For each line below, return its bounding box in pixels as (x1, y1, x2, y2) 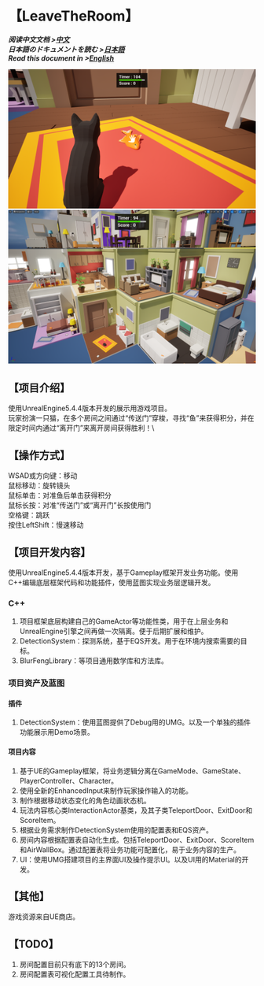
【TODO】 (8, 937, 59, 951)
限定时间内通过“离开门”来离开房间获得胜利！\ (8, 423, 155, 433)
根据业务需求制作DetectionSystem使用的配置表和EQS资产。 (19, 825, 214, 835)
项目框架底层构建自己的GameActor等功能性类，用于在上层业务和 (19, 617, 229, 626)
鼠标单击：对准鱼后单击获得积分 (8, 491, 112, 500)
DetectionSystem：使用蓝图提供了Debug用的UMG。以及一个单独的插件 (19, 717, 251, 727)
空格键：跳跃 (8, 510, 49, 520)
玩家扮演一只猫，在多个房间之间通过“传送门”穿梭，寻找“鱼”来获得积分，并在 (8, 413, 255, 423)
